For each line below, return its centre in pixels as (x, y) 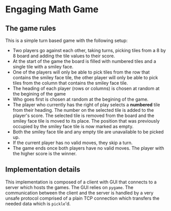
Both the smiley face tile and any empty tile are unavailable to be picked (88, 132)
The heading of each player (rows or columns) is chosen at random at (86, 88)
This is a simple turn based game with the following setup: (67, 40)
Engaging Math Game (52, 9)
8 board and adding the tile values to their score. (64, 56)
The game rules (31, 28)
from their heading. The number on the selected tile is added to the (83, 110)
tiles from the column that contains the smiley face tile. (70, 83)
